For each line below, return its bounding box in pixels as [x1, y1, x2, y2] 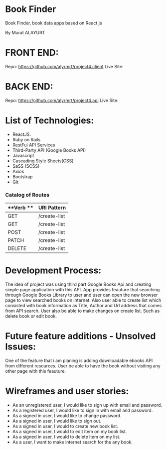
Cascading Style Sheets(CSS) [12, 158, 74, 164]
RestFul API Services [12, 142, 55, 148]
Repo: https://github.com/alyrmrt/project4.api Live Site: [5, 97, 119, 103]
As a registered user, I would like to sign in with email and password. [12, 407, 153, 413]
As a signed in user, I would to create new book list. [12, 423, 119, 429]
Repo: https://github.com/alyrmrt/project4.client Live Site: [5, 63, 124, 69]
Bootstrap [12, 173, 33, 180]
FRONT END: [5, 47, 59, 58]
